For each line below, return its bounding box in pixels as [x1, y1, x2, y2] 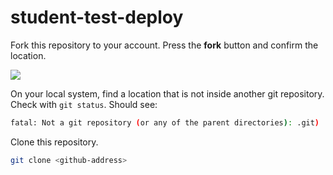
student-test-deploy [10, 6, 184, 29]
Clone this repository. [10, 136, 99, 148]
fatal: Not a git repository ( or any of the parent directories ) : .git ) [10, 117, 320, 128]
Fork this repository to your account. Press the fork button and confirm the [10, 39, 319, 51]
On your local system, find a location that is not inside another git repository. [10, 87, 325, 100]
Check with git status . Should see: [10, 98, 158, 110]
